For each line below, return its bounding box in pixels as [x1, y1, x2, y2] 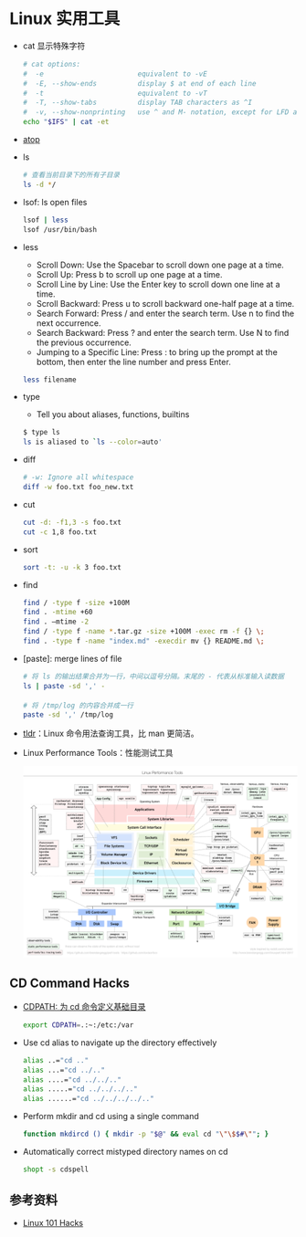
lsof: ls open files [22, 196, 88, 207]
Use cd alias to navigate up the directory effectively [22, 1037, 217, 1048]
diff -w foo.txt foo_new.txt [22, 483, 134, 492]
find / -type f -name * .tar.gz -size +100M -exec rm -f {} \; [22, 627, 265, 636]
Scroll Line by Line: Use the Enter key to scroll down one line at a [36, 278, 280, 289]
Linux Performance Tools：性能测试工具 [22, 748, 174, 759]
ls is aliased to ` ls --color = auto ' [22, 437, 163, 447]
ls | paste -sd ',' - [22, 681, 106, 690]
